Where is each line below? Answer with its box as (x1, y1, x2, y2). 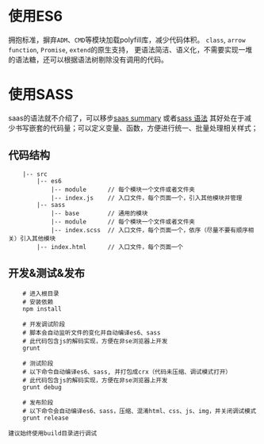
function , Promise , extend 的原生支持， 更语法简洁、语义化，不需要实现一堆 (8, 44, 253, 54)
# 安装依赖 (22, 298, 54, 306)
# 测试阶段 (22, 359, 54, 367)
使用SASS (8, 86, 74, 104)
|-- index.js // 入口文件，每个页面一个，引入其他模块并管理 (50, 193, 243, 202)
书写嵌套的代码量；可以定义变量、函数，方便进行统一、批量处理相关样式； (14, 123, 258, 132)
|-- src (22, 170, 48, 178)
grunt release (22, 414, 69, 422)
